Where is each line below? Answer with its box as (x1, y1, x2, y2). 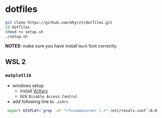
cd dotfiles (5, 24, 30, 29)
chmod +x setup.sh (5, 29, 43, 34)
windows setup (12, 82, 44, 88)
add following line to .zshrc (12, 98, 69, 104)
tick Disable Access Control (19, 93, 78, 99)
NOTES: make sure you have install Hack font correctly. (5, 43, 118, 49)
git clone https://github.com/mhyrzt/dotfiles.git (5, 20, 113, 25)
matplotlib (5, 72, 31, 78)
